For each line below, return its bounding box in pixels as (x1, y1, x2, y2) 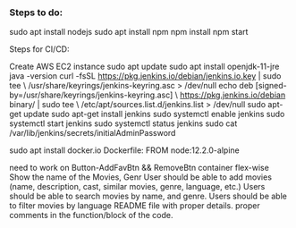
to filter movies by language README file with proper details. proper (9, 200, 261, 211)
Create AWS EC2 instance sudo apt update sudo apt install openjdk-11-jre (9, 61, 280, 72)
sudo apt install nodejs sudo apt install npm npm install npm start (9, 27, 249, 38)
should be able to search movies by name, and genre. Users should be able (9, 190, 288, 202)
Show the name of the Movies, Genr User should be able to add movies (9, 172, 273, 182)
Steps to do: (9, 6, 63, 19)
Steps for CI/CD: (9, 44, 70, 55)
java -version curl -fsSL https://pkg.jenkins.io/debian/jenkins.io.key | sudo (9, 71, 282, 81)
